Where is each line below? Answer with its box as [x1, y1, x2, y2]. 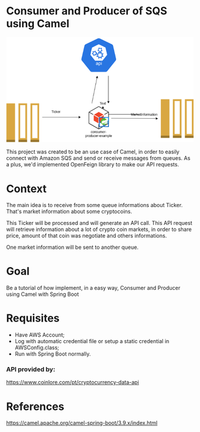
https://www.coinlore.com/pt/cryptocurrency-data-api [6, 379, 139, 386]
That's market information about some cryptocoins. [6, 208, 132, 215]
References [6, 400, 64, 413]
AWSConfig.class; [14, 344, 60, 351]
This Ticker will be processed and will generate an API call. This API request [6, 220, 192, 227]
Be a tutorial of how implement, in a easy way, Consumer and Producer [6, 285, 180, 292]
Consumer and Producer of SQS [6, 4, 168, 18]
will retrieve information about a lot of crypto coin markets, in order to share [6, 226, 192, 233]
